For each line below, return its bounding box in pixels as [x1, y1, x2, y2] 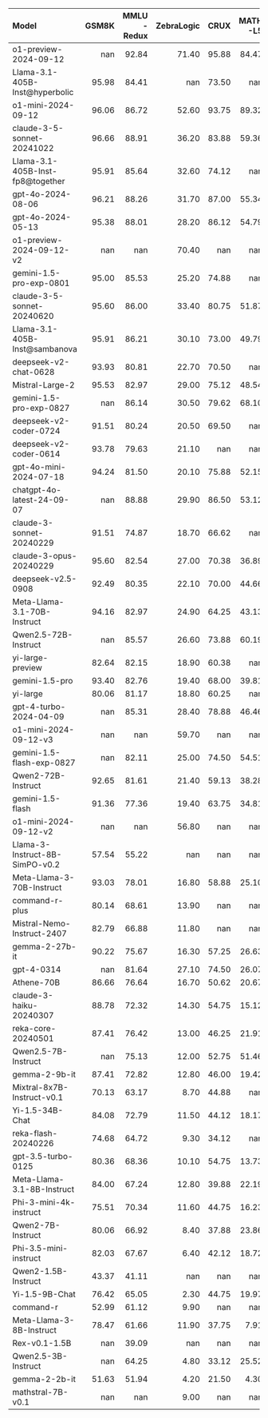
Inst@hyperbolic [12, 87, 74, 98]
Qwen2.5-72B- [12, 629, 73, 640]
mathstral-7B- [12, 1387, 69, 1397]
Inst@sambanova [12, 344, 77, 354]
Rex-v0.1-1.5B [12, 1338, 72, 1348]
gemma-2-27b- [12, 941, 77, 952]
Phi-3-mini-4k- [12, 1197, 76, 1208]
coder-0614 [12, 448, 61, 459]
